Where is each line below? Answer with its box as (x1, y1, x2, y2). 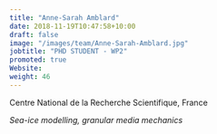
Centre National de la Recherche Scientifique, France (9, 97, 209, 108)
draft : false (9, 30, 59, 39)
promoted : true (9, 55, 67, 64)
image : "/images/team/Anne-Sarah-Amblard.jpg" (9, 38, 189, 48)
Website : (9, 64, 43, 73)
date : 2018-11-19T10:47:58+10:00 (9, 22, 136, 31)
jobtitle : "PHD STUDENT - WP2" (9, 47, 128, 56)
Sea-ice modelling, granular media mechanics (9, 114, 183, 125)
